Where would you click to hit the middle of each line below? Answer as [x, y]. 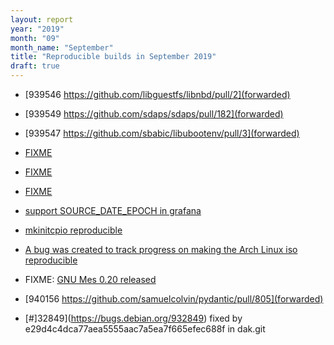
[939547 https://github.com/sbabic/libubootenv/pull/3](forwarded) [162, 133]
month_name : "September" [62, 47]
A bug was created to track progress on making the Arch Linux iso [161, 249]
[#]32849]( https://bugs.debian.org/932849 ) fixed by [133, 318]
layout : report [42, 19]
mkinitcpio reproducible [73, 230]
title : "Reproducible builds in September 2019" [113, 57]
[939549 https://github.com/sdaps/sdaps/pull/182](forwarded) [154, 114]
